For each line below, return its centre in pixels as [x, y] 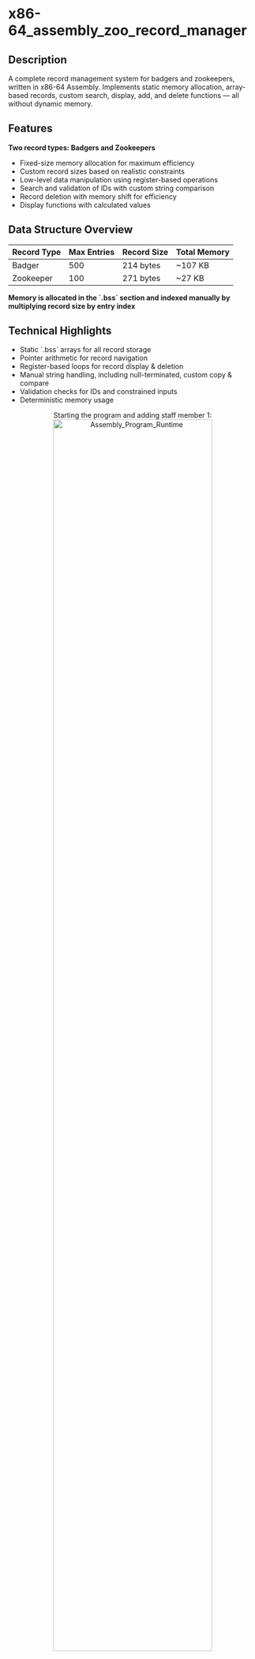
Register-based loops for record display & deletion [101, 366]
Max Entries [92, 252]
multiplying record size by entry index [72, 306]
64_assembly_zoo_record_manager [127, 30]
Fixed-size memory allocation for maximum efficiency [107, 163]
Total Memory [203, 252]
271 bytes [141, 278]
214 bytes [141, 265]
